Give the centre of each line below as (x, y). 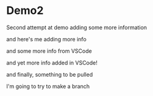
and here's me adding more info (46, 39)
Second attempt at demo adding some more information (77, 27)
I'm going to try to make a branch (48, 86)
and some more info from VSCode (49, 51)
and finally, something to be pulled (50, 74)
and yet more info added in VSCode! (52, 63)
